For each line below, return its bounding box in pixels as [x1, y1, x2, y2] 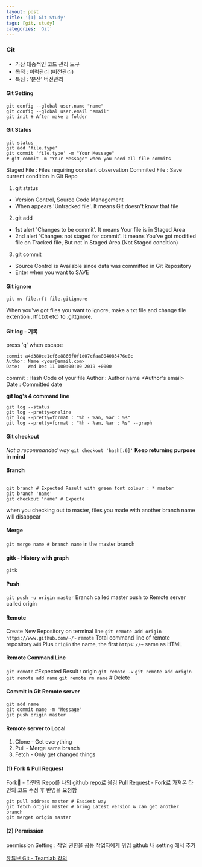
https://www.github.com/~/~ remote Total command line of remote [6, 633, 170, 641]
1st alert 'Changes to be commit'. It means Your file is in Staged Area [14, 226, 185, 233]
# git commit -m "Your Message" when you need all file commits [6, 155, 171, 162]
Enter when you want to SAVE [14, 269, 89, 276]
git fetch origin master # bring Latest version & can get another [6, 804, 180, 810]
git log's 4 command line [6, 393, 69, 400]
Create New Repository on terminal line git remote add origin [6, 627, 162, 635]
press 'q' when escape [6, 341, 63, 348]
